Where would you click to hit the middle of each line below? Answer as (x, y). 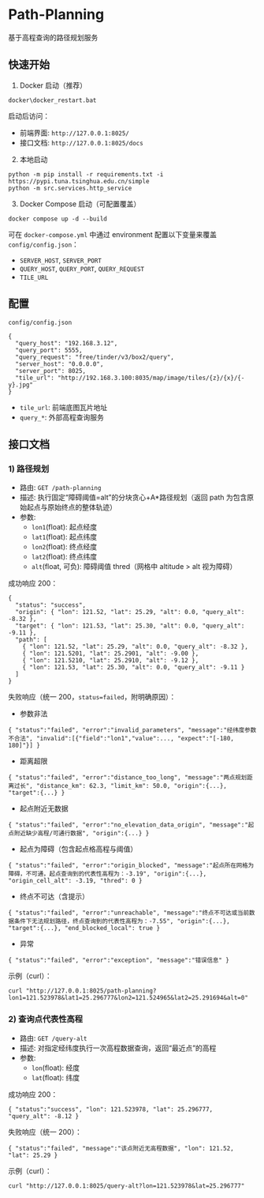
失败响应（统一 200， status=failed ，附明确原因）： (92, 697)
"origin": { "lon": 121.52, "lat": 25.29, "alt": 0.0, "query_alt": (130, 612)
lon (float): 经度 (56, 1068)
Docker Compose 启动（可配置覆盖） (80, 204)
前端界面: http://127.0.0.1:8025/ (74, 133)
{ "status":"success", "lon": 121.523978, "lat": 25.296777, (111, 1109)
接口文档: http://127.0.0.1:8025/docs (81, 142)
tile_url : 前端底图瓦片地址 (63, 407)
